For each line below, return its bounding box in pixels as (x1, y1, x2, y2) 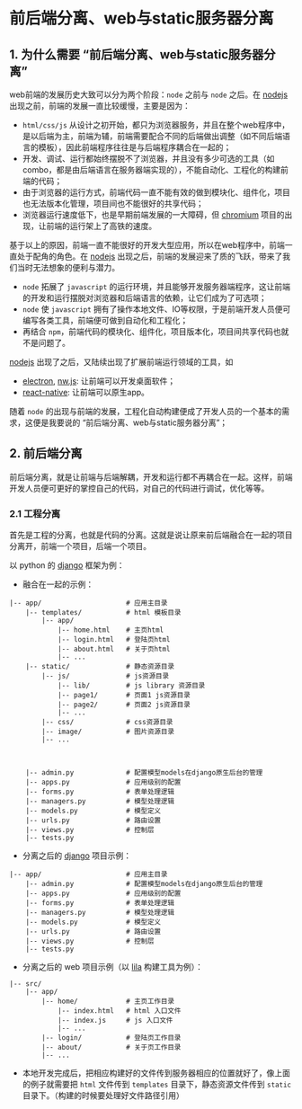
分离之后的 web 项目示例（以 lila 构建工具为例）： (22, 962, 204, 972)
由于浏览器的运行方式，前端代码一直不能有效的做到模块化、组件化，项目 (22, 187, 290, 198)
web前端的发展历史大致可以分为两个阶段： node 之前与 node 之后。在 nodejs (9, 89, 289, 100)
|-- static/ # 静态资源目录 (25, 662, 175, 671)
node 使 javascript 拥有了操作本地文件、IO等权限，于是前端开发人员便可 (22, 304, 291, 315)
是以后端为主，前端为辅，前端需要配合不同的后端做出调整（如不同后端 (22, 131, 283, 141)
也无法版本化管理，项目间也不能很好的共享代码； (22, 199, 204, 208)
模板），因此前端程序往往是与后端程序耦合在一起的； (38, 142, 232, 153)
